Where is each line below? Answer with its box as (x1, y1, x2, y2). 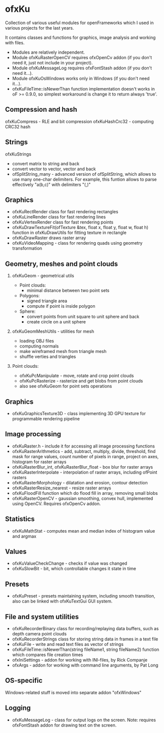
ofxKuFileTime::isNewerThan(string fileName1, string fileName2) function (12, 646, 160, 653)
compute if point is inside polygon (26, 303, 95, 309)
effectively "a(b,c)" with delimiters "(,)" (12, 181, 91, 188)
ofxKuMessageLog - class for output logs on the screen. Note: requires (12, 717, 156, 723)
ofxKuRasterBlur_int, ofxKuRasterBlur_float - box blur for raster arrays (12, 464, 153, 470)
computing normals (19, 343, 59, 349)
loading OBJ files (19, 338, 54, 344)
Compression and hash (5, 105, 77, 114)
